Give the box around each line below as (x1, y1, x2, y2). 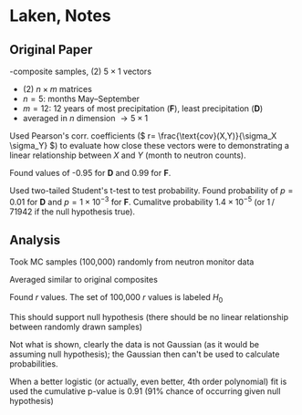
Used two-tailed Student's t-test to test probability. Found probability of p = (9, 185, 294, 196)
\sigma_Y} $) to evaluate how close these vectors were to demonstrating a (9, 140, 290, 150)
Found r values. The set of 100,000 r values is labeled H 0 (9, 292, 224, 306)
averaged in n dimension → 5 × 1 (22, 113, 149, 123)
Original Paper (9, 42, 93, 57)
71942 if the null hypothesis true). (9, 206, 135, 217)
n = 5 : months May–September (22, 93, 140, 104)
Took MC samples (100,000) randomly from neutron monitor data (9, 256, 255, 267)
